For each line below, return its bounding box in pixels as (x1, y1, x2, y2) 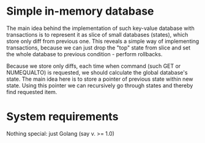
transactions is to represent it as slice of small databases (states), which (6, 31, 188, 38)
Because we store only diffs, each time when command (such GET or (6, 62, 181, 70)
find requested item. (6, 88, 58, 95)
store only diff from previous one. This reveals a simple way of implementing (6, 37, 199, 45)
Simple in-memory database (6, 4, 154, 18)
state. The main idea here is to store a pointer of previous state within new (6, 75, 194, 82)
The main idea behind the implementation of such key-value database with (6, 24, 195, 32)
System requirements (6, 110, 119, 123)
